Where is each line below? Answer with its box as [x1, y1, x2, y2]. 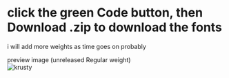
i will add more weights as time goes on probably [7, 42, 147, 50]
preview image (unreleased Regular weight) [7, 55, 131, 64]
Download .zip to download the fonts [7, 19, 223, 35]
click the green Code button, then [7, 5, 203, 21]
